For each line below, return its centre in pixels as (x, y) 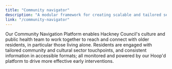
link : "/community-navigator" (38, 19)
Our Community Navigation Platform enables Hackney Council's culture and (85, 34)
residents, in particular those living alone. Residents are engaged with (79, 45)
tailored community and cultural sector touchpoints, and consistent (76, 50)
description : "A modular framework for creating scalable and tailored (83, 15)
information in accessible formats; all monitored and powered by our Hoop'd (86, 56)
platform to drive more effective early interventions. (60, 61)
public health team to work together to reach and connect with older (77, 39)
